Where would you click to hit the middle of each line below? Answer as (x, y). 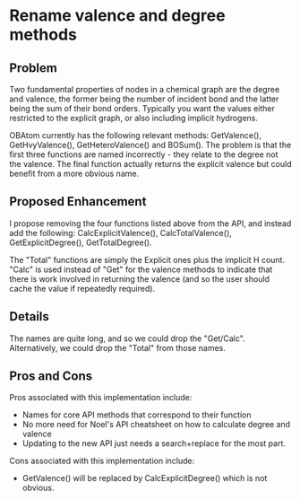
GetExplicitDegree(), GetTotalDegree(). (81, 242)
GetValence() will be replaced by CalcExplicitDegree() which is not (145, 478)
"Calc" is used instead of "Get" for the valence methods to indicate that (141, 269)
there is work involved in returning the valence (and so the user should (140, 278)
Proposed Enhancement (78, 202)
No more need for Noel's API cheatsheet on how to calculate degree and (156, 425)
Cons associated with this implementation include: (102, 461)
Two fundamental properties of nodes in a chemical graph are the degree (145, 89)
